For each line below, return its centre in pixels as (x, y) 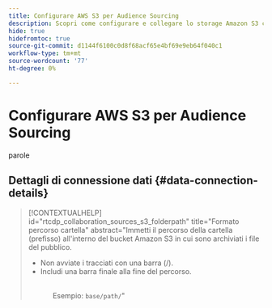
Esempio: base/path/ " (89, 295)
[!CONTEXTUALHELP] (65, 213)
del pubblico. (50, 247)
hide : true (27, 31)
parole (19, 155)
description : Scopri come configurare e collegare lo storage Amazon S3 (134, 23)
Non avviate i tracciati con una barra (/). (107, 263)
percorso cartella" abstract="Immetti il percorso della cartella (130, 230)
